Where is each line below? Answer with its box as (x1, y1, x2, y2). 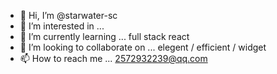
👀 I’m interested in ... (19, 20, 105, 32)
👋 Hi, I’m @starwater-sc (19, 10, 118, 21)
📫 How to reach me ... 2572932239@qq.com (19, 53, 208, 64)
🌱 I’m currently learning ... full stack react (19, 31, 190, 42)
